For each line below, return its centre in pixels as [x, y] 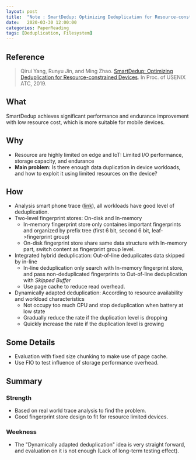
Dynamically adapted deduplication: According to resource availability [99, 293]
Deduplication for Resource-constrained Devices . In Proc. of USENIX [103, 77]
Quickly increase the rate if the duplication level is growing [94, 324]
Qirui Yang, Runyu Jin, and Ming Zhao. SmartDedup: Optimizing [97, 71]
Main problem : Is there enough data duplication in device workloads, [97, 167]
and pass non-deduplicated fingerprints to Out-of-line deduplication [105, 274]
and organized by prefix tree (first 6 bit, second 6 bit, [87, 231]
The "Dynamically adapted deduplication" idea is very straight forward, [100, 445]
